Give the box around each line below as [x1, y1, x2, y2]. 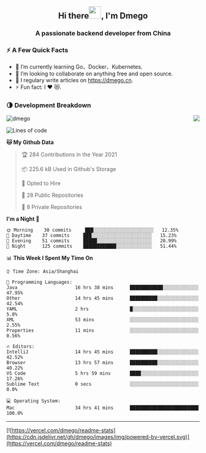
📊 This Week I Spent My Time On [6, 254, 93, 261]
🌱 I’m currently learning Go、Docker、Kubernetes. [15, 63, 143, 70]
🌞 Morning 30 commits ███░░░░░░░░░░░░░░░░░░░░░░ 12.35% [6, 227, 179, 233]
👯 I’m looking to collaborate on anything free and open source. [15, 70, 174, 77]
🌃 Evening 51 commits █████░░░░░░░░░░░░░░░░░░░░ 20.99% [6, 237, 177, 244]
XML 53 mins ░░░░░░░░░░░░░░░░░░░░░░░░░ [6, 316, 199, 322]
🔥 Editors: [6, 343, 35, 349]
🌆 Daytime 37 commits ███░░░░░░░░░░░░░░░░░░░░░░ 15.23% [6, 232, 177, 238]
